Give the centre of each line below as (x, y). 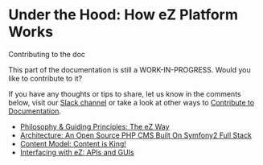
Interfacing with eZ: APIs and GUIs (77, 152)
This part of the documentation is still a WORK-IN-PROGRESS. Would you (129, 69)
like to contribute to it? (45, 78)
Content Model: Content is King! (73, 143)
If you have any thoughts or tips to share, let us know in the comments (125, 93)
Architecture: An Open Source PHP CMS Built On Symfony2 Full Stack (136, 135)
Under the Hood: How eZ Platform (123, 15)
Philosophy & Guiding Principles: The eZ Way (95, 126)
